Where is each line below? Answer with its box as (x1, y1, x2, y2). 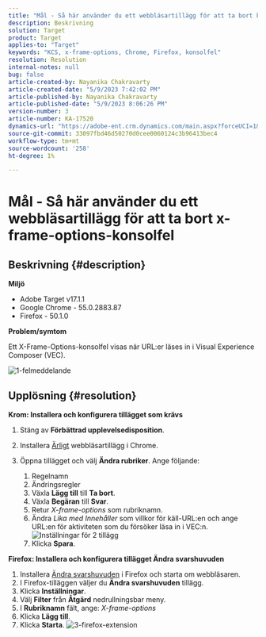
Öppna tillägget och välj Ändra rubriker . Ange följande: (19, 456, 200, 466)
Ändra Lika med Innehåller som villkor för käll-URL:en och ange (31, 513, 238, 524)
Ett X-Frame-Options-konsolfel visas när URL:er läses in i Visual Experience (8, 342, 255, 351)
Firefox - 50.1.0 (19, 311, 69, 321)
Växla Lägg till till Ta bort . (31, 489, 116, 498)
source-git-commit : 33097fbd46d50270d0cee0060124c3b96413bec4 (8, 129, 218, 137)
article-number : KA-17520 (8, 115, 93, 123)
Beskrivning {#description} (8, 258, 146, 271)
